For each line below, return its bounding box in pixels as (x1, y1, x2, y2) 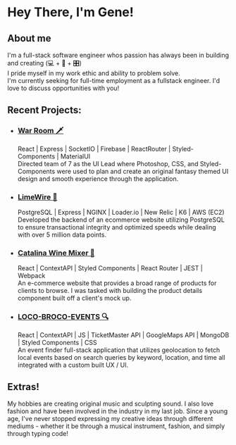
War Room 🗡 (17, 126, 64, 136)
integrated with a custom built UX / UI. (17, 361, 129, 369)
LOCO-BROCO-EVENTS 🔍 (17, 312, 109, 322)
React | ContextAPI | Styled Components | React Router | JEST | (17, 264, 203, 272)
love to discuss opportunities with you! (7, 84, 120, 92)
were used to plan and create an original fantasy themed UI (56, 167, 229, 175)
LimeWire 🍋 (17, 192, 58, 201)
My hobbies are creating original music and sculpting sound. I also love (7, 399, 213, 408)
